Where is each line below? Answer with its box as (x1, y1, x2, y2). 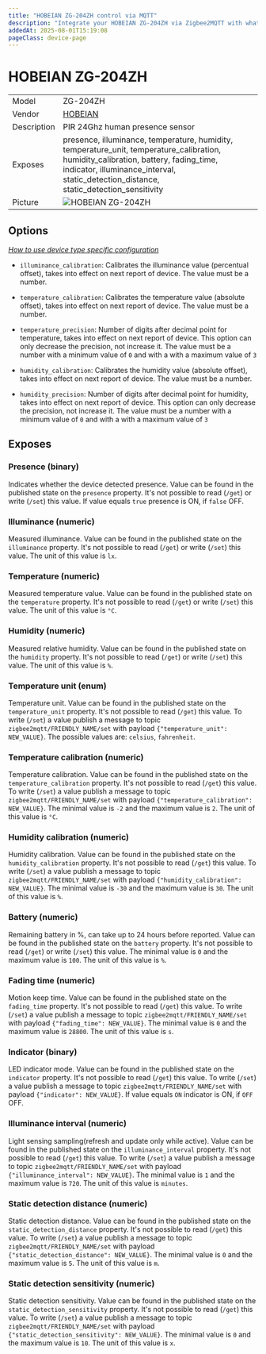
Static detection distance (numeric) (8, 1198, 148, 1209)
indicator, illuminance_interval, (63, 164, 177, 175)
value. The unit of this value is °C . (8, 606, 117, 615)
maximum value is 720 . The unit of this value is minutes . (8, 1178, 188, 1187)
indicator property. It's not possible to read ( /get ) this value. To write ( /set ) (8, 1073, 257, 1083)
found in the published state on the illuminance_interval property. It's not (8, 1144, 252, 1154)
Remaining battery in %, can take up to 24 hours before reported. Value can (8, 929, 256, 939)
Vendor (12, 109, 40, 120)
